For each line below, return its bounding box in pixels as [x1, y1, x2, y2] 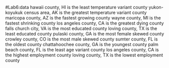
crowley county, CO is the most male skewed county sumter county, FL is [5, 36, 158, 42]
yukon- [148, 4, 164, 10]
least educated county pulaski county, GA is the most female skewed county [5, 31, 164, 36]
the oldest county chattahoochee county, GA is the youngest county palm [5, 41, 159, 47]
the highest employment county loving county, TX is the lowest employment [5, 52, 163, 58]
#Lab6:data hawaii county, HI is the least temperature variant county [5, 4, 148, 10]
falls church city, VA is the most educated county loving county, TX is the [5, 25, 157, 31]
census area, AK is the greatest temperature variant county [24, 9, 147, 15]
